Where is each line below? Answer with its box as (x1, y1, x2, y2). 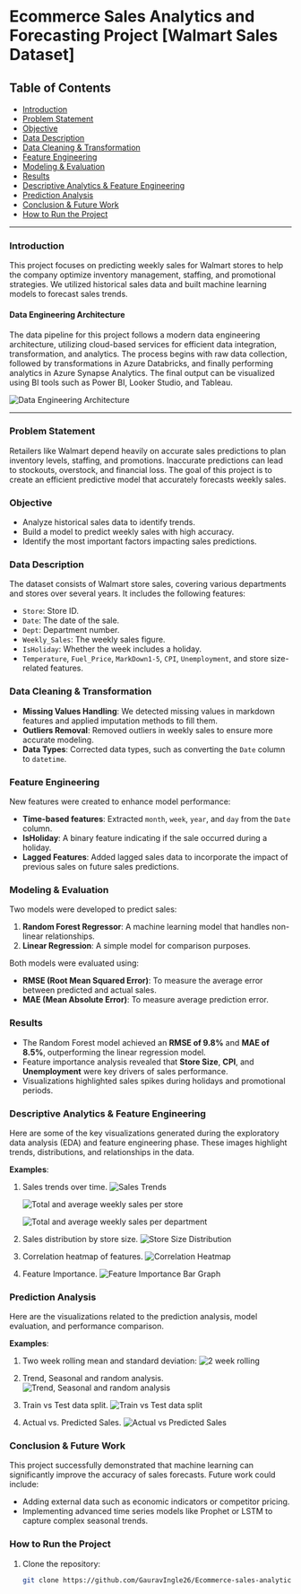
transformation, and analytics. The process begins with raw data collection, (9, 348, 288, 359)
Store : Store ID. (21, 606, 79, 617)
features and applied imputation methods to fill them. (21, 715, 218, 726)
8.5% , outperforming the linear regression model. (21, 1047, 206, 1057)
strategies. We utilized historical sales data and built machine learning (9, 279, 267, 290)
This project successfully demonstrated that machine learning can (9, 1460, 254, 1471)
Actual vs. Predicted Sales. (21, 1417, 122, 1428)
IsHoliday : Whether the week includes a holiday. (21, 644, 202, 654)
